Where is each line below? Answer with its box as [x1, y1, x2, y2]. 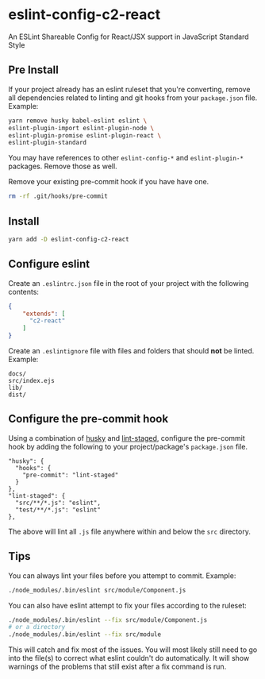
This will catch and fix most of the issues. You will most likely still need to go [8, 645, 258, 654]
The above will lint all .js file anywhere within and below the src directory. [8, 527, 252, 536]
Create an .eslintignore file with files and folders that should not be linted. [8, 346, 255, 355]
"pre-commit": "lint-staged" [22, 471, 119, 479]
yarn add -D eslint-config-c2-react [8, 235, 129, 243]
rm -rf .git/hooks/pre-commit [8, 192, 109, 200]
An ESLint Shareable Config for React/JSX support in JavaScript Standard [8, 32, 249, 41]
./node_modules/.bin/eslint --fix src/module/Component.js [8, 615, 208, 624]
